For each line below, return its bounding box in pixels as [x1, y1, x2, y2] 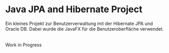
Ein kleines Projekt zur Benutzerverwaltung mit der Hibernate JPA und [5, 20, 153, 26]
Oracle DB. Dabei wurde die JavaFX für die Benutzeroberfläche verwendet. [5, 25, 164, 32]
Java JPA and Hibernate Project [5, 4, 142, 15]
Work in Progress [5, 42, 42, 48]
